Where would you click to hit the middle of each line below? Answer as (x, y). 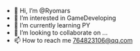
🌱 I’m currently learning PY (52, 25)
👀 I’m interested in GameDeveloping (65, 18)
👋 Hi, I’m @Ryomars (42, 11)
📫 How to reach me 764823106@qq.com (73, 40)
